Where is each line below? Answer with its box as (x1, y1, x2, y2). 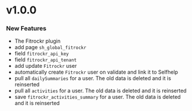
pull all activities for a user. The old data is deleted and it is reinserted (14, 87, 187, 94)
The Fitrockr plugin (14, 37, 61, 44)
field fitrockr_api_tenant (14, 56, 77, 63)
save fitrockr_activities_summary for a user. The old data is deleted (14, 93, 181, 100)
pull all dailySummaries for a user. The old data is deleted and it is (14, 75, 172, 82)
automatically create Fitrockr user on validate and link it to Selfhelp (14, 68, 179, 76)
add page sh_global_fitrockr (14, 44, 87, 51)
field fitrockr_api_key (14, 50, 69, 57)
